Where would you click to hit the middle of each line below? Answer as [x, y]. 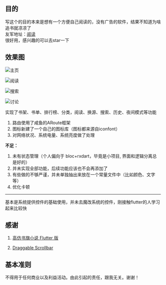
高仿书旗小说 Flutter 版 [35, 238]
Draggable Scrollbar [33, 248]
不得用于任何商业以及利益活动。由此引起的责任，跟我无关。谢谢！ [72, 278]
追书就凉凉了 [18, 28]
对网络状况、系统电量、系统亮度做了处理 [53, 135]
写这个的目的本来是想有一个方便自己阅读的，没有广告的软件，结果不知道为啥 [83, 22]
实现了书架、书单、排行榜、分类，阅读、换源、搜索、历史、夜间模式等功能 [81, 112]
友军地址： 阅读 [20, 34]
